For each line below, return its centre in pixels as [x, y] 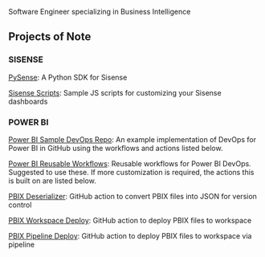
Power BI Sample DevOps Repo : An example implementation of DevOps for [132, 139]
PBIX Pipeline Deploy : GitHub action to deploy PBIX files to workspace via [130, 235]
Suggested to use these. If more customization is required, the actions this [131, 172]
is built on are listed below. [52, 181]
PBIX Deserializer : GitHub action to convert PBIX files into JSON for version [132, 196]
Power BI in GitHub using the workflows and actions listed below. [116, 148]
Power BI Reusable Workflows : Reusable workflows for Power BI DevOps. [130, 163]
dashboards [28, 101]
